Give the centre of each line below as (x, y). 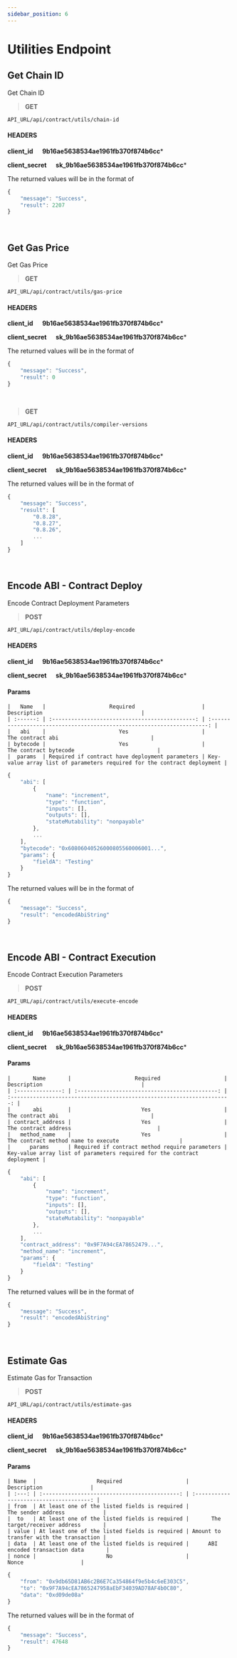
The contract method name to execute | (95, 1141)
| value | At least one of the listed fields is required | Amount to (114, 1531)
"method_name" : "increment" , (63, 1252)
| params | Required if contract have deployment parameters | (106, 757)
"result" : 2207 (43, 205)
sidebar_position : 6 (38, 14)
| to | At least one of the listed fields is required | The (114, 1519)
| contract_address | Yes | (117, 1122)
